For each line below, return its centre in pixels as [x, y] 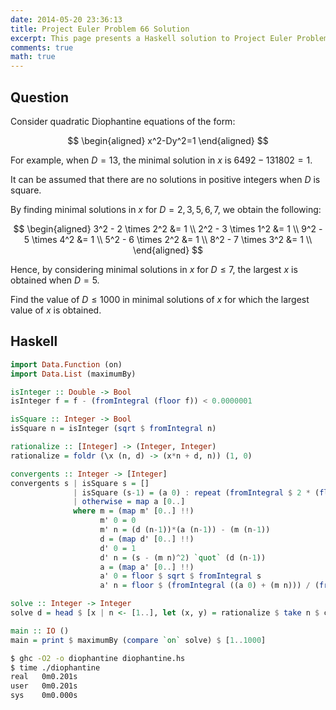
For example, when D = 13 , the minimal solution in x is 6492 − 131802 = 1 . [161, 160]
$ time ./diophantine [55, 667]
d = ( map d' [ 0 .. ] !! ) [147, 539]
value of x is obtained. [56, 310]
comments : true [42, 47]
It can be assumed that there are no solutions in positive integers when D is [165, 179]
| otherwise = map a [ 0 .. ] [129, 502]
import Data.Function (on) [66, 364]
